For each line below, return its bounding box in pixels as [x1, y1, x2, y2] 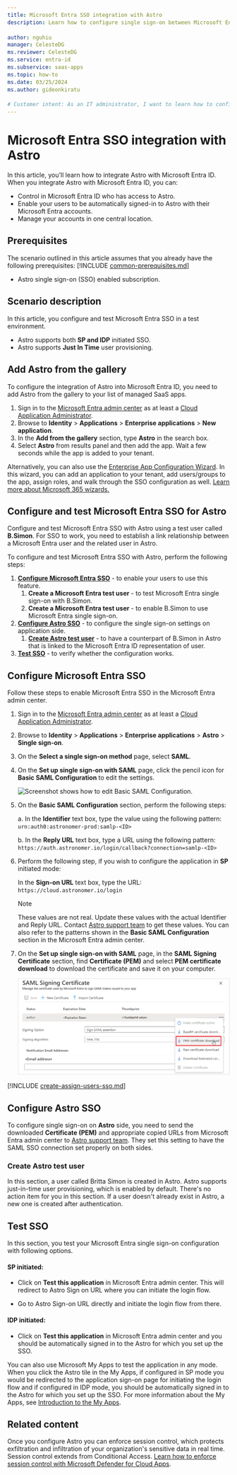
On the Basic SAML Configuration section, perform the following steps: [17, 801, 227, 809]
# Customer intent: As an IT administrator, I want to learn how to [7, 101, 213, 108]
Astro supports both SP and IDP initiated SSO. [17, 335, 151, 344]
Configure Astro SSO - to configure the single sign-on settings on [17, 619, 210, 627]
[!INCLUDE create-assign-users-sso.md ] [7, 1082, 126, 1090]
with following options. [7, 1246, 73, 1255]
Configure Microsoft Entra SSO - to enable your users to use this [17, 574, 208, 583]
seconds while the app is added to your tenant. [17, 449, 154, 457]
